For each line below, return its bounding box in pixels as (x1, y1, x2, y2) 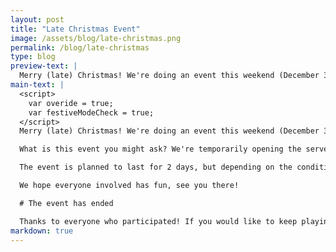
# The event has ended (19, 198, 114, 208)
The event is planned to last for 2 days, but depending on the (19, 162, 293, 173)
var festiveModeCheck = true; (28, 107, 155, 118)
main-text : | (10, 80, 65, 90)
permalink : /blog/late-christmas (10, 42, 150, 53)
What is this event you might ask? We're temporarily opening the (19, 144, 302, 155)
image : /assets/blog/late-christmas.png (10, 33, 182, 43)
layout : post (10, 14, 65, 25)
